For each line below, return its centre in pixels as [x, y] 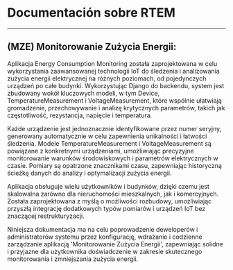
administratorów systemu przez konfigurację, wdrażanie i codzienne [105, 237]
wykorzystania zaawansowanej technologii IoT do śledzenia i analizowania [113, 71]
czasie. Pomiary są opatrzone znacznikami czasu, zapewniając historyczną [114, 165]
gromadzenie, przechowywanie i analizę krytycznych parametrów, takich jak [116, 108]
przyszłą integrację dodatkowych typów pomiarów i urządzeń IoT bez [106, 208]
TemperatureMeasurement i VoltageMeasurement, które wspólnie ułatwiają [114, 100]
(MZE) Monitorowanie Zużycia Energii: [92, 47]
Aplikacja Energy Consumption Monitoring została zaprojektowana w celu [112, 63]
